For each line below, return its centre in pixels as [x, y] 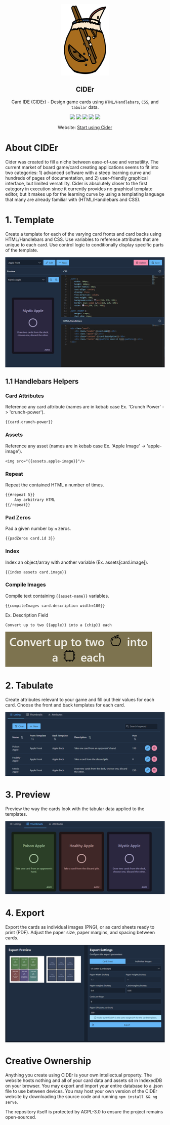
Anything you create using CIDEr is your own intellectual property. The [79, 1075]
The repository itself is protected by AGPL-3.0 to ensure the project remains [84, 1111]
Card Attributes [25, 396]
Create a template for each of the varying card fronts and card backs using [83, 234]
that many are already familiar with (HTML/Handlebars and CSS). [73, 199]
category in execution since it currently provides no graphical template [79, 189]
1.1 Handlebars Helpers [42, 381]
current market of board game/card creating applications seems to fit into [82, 167]
